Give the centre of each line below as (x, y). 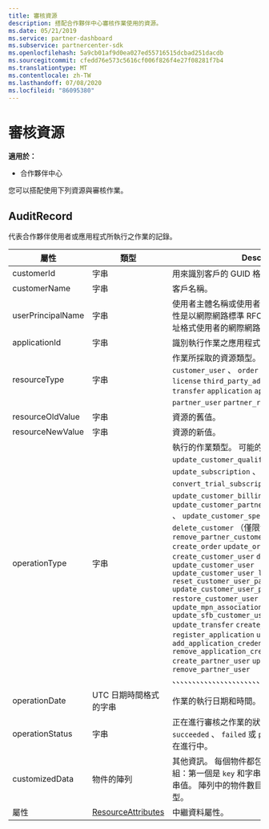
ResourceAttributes (128, 812)
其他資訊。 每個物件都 (213, 762)
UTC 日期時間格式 (126, 695)
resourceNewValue (48, 432)
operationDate (39, 701)
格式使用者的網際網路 (220, 328)
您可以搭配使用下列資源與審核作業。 (68, 190)
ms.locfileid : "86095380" (51, 90)
